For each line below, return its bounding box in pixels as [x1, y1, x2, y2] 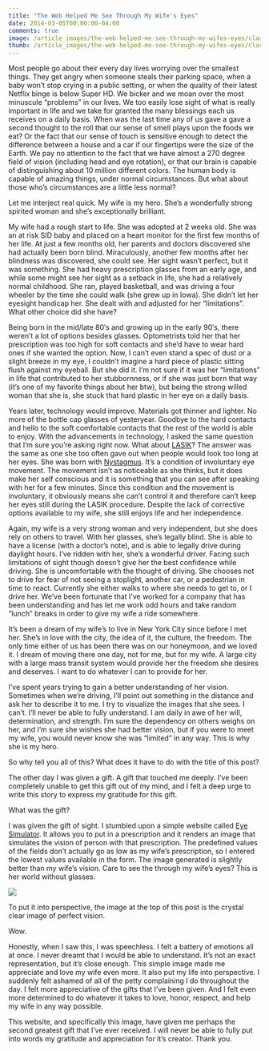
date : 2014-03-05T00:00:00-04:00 [8, 19, 120, 27]
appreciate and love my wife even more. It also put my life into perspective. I [8, 968, 260, 977]
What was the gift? [8, 805, 70, 815]
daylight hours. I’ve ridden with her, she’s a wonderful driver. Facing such [8, 549, 250, 559]
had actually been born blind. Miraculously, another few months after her [8, 247, 249, 257]
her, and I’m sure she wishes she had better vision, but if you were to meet [8, 725, 255, 735]
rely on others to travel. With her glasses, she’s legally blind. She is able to [8, 532, 253, 542]
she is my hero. [8, 742, 59, 752]
